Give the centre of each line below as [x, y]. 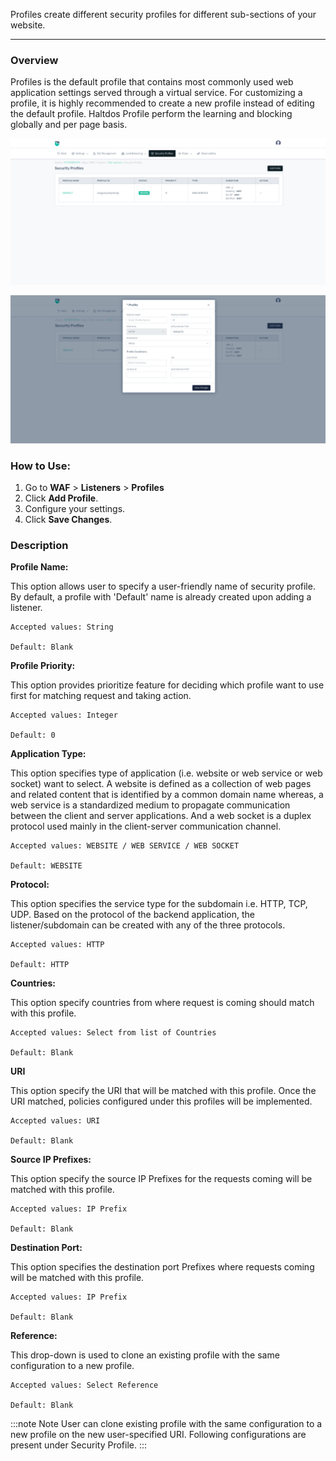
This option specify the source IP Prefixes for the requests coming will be [161, 1179]
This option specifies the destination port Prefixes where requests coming [162, 1267]
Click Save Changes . [68, 520]
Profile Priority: [43, 666]
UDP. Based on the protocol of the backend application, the [132, 915]
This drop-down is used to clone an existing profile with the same [145, 1355]
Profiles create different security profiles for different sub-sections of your [163, 14]
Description [39, 546]
